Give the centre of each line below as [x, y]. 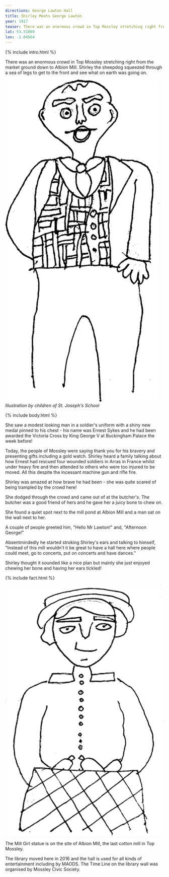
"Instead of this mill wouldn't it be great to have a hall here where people [80, 548]
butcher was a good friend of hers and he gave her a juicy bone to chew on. [84, 502]
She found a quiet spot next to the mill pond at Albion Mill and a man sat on [83, 512]
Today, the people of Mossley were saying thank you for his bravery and [80, 451]
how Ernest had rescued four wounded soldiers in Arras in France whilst [80, 461]
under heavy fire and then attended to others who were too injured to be [80, 467]
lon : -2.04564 [20, 37]
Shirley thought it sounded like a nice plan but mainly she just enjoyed [77, 563]
